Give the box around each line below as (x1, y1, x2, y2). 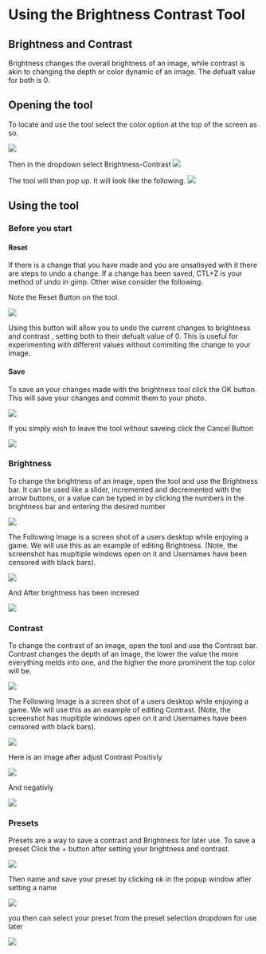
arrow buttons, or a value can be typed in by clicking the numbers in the (8, 493, 244, 503)
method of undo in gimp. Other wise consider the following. (8, 277, 203, 287)
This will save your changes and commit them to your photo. (8, 393, 207, 402)
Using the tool (8, 199, 80, 213)
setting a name (8, 883, 57, 893)
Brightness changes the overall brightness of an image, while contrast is (8, 58, 245, 68)
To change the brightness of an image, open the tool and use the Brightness (8, 476, 258, 485)
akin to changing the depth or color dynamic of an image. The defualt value (8, 67, 256, 77)
